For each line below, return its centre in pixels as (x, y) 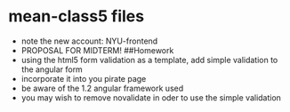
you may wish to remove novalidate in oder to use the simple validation (151, 97)
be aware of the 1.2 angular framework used (102, 88)
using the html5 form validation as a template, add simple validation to (149, 60)
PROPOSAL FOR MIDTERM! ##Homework (97, 50)
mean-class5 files (76, 16)
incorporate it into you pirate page (84, 78)
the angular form (52, 69)
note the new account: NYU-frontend (89, 41)
